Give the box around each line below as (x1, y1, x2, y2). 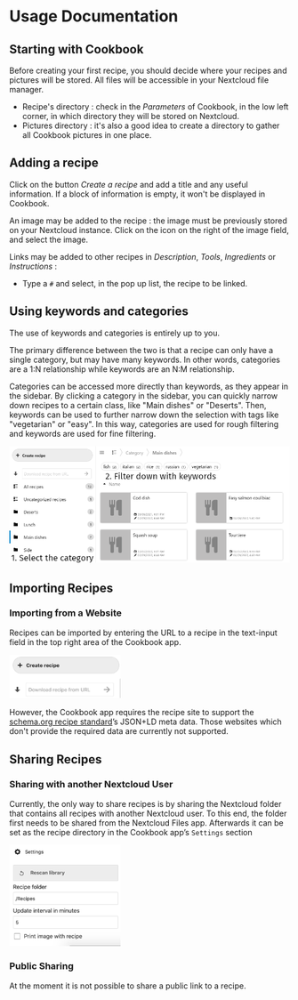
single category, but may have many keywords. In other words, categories (9, 354, 280, 365)
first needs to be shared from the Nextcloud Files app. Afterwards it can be (9, 817, 285, 828)
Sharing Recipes (9, 752, 102, 767)
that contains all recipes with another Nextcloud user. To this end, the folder (9, 808, 287, 819)
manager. (9, 85, 44, 94)
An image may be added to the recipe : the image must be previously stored (9, 215, 287, 226)
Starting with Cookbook (9, 42, 144, 57)
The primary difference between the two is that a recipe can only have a (9, 344, 274, 355)
